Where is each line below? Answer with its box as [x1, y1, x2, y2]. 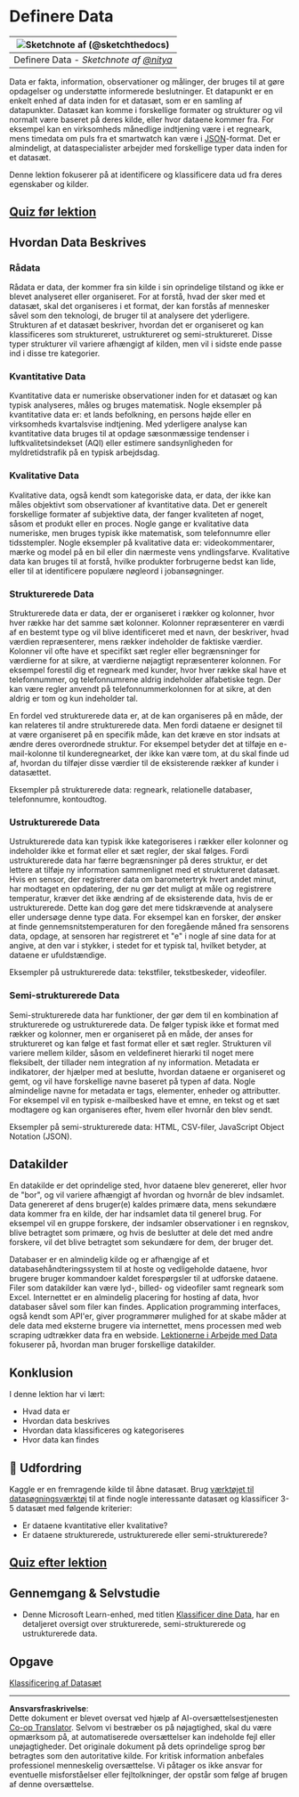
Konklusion [9, 1365, 74, 1380]
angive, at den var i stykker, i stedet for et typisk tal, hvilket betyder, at [9, 940, 267, 951]
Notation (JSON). [9, 1131, 73, 1142]
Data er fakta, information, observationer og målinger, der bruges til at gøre [9, 76, 285, 86]
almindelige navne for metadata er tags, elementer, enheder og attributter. [9, 1085, 280, 1096]
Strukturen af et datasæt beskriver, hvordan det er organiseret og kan [9, 320, 264, 330]
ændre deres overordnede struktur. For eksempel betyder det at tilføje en [9, 738, 278, 749]
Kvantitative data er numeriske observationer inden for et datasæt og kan [9, 390, 278, 402]
